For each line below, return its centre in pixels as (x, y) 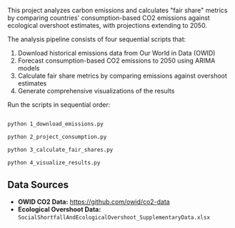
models (29, 68)
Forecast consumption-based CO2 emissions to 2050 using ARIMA (116, 61)
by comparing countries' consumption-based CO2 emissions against (109, 18)
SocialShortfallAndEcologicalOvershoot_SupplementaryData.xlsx (114, 218)
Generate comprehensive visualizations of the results (96, 91)
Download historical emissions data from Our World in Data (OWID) (116, 53)
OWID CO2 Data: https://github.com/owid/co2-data (94, 202)
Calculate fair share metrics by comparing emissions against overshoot (122, 76)
